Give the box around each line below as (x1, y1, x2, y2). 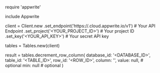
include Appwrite (5, 14, 40, 19)
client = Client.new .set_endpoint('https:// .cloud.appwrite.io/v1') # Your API (5, 23, 156, 29)
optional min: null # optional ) (5, 63, 64, 68)
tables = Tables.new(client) (5, 43, 60, 48)
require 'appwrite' (5, 4, 41, 10)
